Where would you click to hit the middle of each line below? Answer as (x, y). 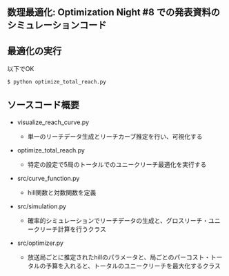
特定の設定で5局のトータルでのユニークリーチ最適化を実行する (117, 164)
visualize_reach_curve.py (53, 122)
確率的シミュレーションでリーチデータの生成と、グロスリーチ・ (118, 220)
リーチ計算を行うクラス (73, 229)
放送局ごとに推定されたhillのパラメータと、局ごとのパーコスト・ (119, 257)
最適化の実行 (34, 51)
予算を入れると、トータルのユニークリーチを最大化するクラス (133, 266)
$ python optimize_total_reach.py (57, 82)
